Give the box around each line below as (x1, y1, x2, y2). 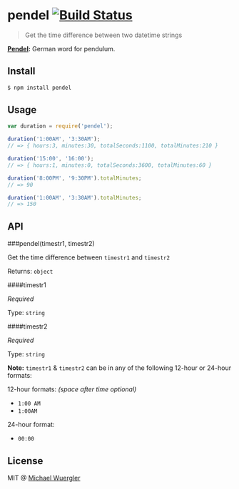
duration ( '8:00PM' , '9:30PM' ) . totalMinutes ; (7, 175, 142, 182)
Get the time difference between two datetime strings (24, 31, 183, 39)
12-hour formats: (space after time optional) (7, 385, 137, 393)
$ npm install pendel (7, 84, 72, 91)
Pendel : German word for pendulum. (7, 44, 116, 53)
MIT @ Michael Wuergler (7, 473, 81, 482)
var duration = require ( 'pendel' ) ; (7, 123, 113, 130)
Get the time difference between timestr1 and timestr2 (7, 253, 170, 262)
